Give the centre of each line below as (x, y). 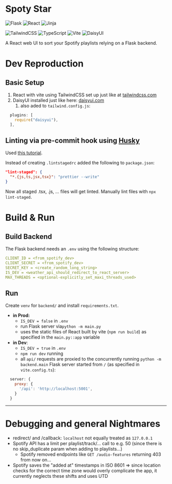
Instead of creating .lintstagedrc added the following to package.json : (80, 163)
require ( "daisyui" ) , (36, 120)
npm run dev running (42, 353)
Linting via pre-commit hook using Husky (72, 141)
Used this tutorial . (24, 153)
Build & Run (30, 218)
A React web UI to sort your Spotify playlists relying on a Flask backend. (81, 43)
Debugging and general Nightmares (83, 424)
